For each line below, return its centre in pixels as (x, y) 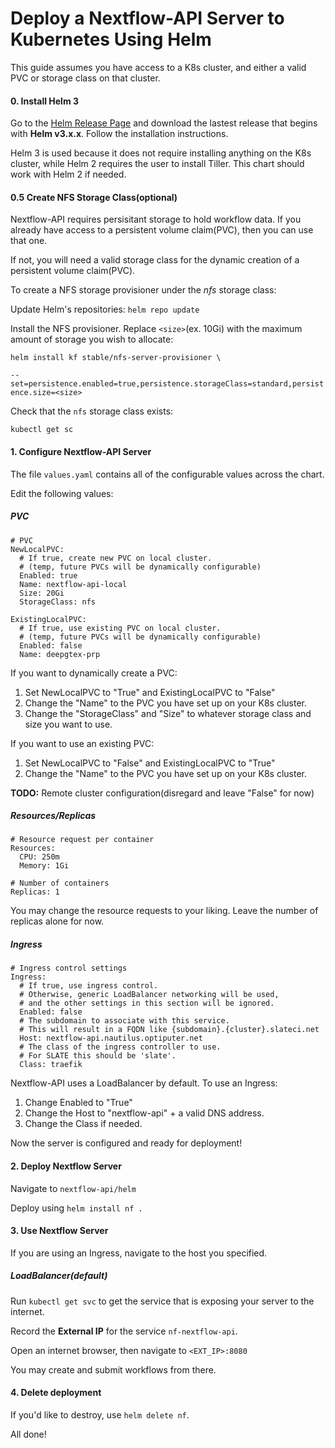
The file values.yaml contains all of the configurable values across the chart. (167, 474)
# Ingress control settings (69, 968)
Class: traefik (51, 1065)
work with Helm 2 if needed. (68, 174)
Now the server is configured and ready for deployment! (126, 1143)
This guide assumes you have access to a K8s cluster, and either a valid (158, 67)
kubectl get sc (42, 430)
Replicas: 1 (35, 892)
